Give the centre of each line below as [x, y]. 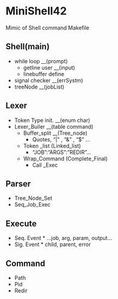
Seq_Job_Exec [32, 205]
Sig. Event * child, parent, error [52, 244]
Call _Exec [45, 165]
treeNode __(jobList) [39, 87]
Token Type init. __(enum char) [52, 120]
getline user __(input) [49, 67]
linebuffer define [44, 74]
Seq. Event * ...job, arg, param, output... [63, 238]
